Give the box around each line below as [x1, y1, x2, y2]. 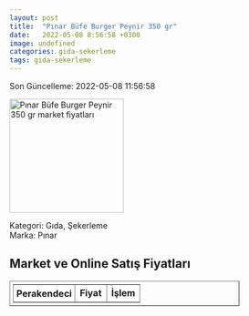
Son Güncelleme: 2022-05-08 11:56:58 [9, 81, 156, 91]
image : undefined [9, 38, 76, 48]
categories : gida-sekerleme [9, 47, 117, 56]
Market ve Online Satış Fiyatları [9, 256, 192, 271]
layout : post [9, 13, 59, 23]
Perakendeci [16, 287, 73, 300]
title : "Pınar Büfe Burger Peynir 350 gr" [9, 22, 178, 31]
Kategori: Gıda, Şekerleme [9, 220, 109, 230]
